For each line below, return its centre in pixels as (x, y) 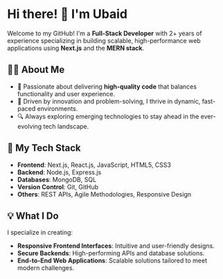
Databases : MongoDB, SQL (57, 179)
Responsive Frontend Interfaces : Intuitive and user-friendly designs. (116, 246)
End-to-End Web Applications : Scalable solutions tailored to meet (112, 261)
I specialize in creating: (40, 233)
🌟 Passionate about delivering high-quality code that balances (107, 87)
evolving (29, 126)
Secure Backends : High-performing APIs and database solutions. (111, 253)
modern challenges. (46, 268)
